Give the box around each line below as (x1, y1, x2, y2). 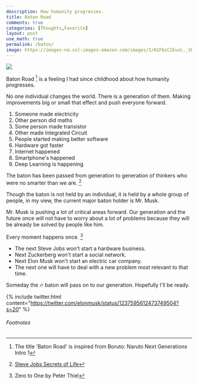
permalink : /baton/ (6, 42, 54, 48)
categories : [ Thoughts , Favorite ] (6, 25, 88, 31)
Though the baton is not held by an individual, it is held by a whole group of (6, 191, 189, 198)
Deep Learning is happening (14, 160, 84, 168)
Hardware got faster (14, 142, 64, 149)
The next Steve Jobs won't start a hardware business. (14, 245, 146, 252)
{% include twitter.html (6, 293, 62, 300)
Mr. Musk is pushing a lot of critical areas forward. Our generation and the (6, 209, 186, 216)
